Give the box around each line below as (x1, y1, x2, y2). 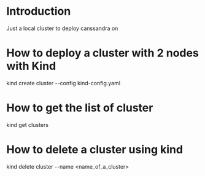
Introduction (6, 4, 71, 18)
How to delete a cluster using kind (6, 143, 183, 156)
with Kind (6, 59, 56, 73)
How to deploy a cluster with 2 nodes (6, 46, 199, 60)
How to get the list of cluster (6, 101, 153, 115)
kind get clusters (6, 121, 49, 128)
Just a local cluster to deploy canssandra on (6, 25, 118, 32)
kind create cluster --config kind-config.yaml (6, 79, 121, 86)
